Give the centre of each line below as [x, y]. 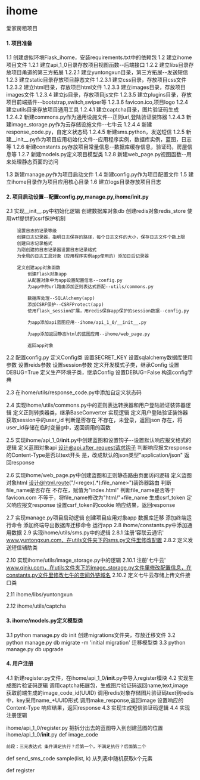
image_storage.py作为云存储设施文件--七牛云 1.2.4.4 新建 [82, 125]
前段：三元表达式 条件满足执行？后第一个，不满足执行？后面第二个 [76, 747]
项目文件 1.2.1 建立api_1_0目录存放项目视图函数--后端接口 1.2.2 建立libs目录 [97, 65]
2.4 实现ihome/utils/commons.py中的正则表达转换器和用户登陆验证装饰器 [96, 405]
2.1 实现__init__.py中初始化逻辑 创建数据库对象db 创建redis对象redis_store [96, 211]
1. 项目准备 [19, 43]
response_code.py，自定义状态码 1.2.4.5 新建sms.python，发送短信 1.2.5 [96, 132]
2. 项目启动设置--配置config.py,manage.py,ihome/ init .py [77, 196]
